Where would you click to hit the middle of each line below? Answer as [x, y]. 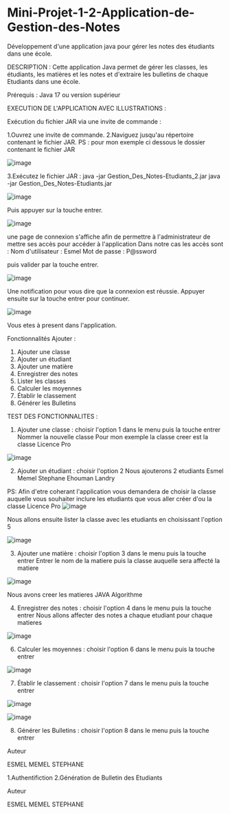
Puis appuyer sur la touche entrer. [55, 210]
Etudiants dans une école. [44, 81]
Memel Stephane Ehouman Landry [66, 478]
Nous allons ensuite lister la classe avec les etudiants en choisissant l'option [115, 519]
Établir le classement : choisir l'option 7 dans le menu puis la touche [113, 683]
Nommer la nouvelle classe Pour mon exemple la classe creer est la [113, 437]
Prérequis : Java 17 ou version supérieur [64, 95]
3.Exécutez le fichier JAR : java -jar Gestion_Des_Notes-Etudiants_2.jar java [114, 176]
